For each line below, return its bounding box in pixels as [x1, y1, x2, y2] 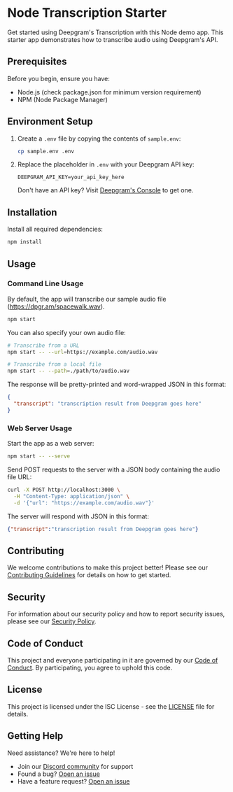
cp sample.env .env [17, 148, 75, 155]
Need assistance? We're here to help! [7, 749, 115, 757]
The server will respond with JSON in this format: [7, 512, 149, 521]
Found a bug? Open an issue [17, 770, 100, 778]
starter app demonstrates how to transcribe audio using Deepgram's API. [7, 35, 218, 43]
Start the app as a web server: [7, 439, 94, 448]
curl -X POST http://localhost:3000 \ [7, 486, 120, 493]
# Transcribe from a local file [7, 361, 101, 368]
